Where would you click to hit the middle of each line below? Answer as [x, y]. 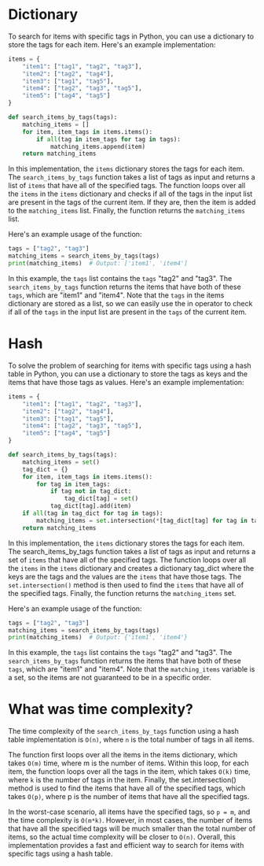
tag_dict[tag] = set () [101, 499]
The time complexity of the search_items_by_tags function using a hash [124, 731]
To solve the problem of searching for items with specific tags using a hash [130, 365]
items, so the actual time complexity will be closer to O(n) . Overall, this [122, 837]
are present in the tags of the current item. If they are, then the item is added [132, 202]
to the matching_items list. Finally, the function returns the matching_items [127, 211]
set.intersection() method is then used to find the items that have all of [126, 585]
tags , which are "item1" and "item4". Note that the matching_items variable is [132, 669]
